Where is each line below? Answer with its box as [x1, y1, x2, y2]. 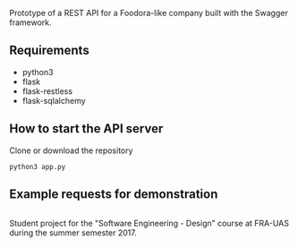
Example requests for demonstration [9, 187, 218, 202]
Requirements [9, 43, 89, 58]
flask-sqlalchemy [21, 95, 87, 106]
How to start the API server [9, 121, 164, 137]
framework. [9, 17, 52, 28]
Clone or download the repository [9, 145, 133, 156]
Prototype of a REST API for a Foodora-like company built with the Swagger [9, 8, 288, 18]
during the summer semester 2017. [9, 227, 137, 238]
